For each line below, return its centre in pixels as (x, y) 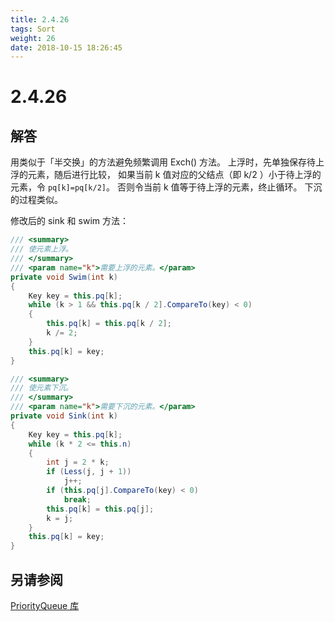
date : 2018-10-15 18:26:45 (66, 47)
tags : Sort (33, 29)
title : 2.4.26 (40, 19)
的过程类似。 (36, 200)
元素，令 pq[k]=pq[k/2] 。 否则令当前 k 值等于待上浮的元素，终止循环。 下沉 (166, 187)
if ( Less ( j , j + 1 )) (89, 472)
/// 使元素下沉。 (41, 388)
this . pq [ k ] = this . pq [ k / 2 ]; (109, 324)
